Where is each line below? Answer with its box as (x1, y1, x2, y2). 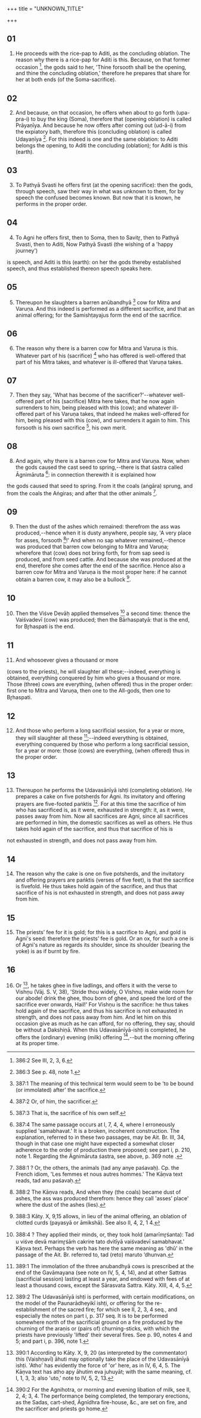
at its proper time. (15, 1040, 59, 1047)
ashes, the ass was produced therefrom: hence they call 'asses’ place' (15, 1195, 189, 1202)
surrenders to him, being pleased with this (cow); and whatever (15, 404, 172, 411)
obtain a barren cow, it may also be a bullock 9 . (15, 574, 131, 583)
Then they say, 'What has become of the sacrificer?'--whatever (15, 391, 172, 398)
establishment (15, 1306, 51, 1313)
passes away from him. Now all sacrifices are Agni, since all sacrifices (15, 813, 188, 820)
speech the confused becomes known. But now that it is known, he (15, 194, 181, 201)
